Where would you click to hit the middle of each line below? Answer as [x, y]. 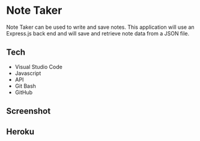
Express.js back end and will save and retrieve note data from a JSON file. [98, 33]
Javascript [28, 73]
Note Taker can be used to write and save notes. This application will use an [100, 27]
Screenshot [29, 111]
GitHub [24, 92]
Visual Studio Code [39, 67]
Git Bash [25, 86]
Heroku [20, 132]
